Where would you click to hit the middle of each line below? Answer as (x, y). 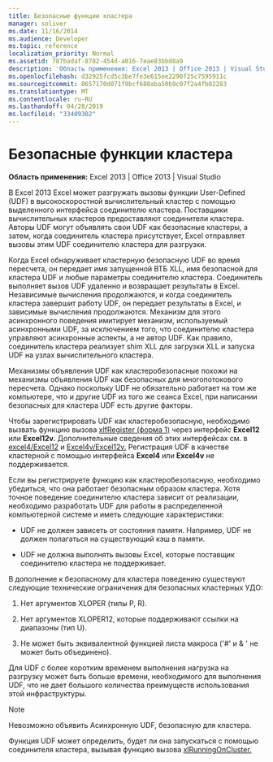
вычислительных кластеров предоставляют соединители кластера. (126, 218)
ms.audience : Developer (49, 39)
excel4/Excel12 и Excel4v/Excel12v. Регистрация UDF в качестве (119, 447)
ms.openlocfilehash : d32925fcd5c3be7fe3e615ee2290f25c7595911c (118, 76)
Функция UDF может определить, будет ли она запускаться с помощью (134, 741)
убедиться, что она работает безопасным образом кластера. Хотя (124, 488)
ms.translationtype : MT (49, 91)
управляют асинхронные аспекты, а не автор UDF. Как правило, (121, 337)
